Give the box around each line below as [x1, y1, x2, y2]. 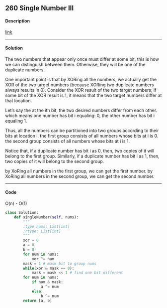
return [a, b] [23, 298, 52, 303]
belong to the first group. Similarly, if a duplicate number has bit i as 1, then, [5, 153, 160, 159]
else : [31, 289, 43, 294]
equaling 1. [5, 118, 27, 124]
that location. [5, 97, 32, 104]
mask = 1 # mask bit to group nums [23, 261, 97, 266]
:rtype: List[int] [23, 229, 61, 234]
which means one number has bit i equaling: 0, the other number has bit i [5, 112, 155, 119]
